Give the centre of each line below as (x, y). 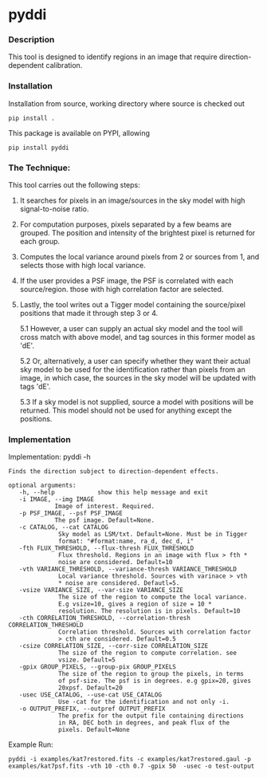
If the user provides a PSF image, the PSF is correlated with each (126, 281)
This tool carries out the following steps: (75, 185)
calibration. (64, 65)
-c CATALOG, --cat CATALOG (64, 527)
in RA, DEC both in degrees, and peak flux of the (144, 723)
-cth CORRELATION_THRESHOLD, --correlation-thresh (105, 618)
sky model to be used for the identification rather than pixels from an (132, 369)
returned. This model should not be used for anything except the (126, 411)
